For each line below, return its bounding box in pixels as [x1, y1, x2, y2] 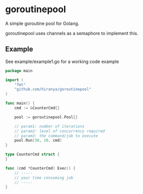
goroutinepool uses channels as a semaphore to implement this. [5, 30, 138, 36]
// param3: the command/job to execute [14, 133, 99, 138]
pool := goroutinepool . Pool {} [14, 114, 78, 120]
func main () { [5, 101, 35, 106]
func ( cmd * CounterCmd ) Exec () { [5, 166, 76, 171]
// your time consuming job [14, 175, 73, 180]
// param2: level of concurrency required [14, 128, 105, 134]
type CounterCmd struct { [5, 152, 60, 157]
